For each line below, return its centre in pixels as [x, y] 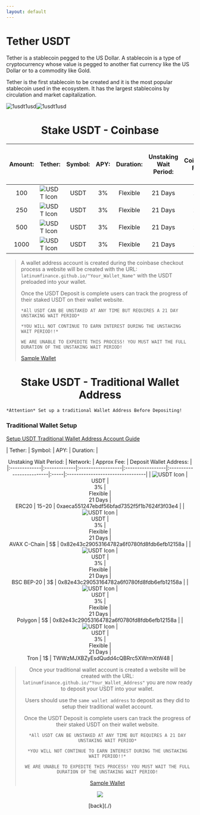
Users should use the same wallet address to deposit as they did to [107, 700]
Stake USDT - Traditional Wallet [100, 382]
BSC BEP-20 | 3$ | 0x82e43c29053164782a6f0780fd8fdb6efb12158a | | [100, 582]
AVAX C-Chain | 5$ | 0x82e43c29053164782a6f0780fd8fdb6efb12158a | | [100, 544]
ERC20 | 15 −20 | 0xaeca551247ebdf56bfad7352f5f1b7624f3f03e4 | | [100, 506]
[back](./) [100, 805]
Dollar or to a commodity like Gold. [49, 70]
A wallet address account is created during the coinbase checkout [102, 262]
